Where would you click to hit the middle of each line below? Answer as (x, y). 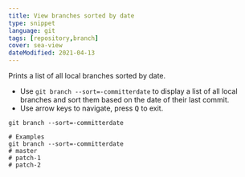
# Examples (27, 137)
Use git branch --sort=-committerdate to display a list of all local (129, 91)
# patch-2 (25, 165)
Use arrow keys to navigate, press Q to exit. (92, 108)
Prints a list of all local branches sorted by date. (87, 76)
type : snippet (32, 23)
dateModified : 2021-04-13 (51, 53)
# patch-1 (25, 158)
